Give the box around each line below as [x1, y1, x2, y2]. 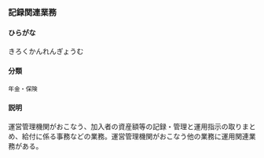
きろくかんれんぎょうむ [8, 47, 84, 56]
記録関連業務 [8, 6, 57, 17]
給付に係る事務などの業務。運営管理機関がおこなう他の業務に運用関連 [21, 131, 249, 141]
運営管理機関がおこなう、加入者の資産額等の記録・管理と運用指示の [8, 121, 229, 131]
